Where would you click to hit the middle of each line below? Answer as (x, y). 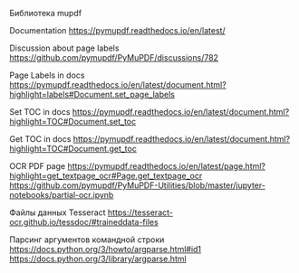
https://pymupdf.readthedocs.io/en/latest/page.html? (166, 166)
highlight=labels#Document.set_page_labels (92, 94)
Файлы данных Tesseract (58, 212)
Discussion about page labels (64, 48)
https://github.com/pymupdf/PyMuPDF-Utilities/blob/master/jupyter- (137, 185)
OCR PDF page (38, 166)
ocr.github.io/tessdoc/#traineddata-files (84, 222)
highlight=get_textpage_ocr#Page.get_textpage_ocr (106, 176)
